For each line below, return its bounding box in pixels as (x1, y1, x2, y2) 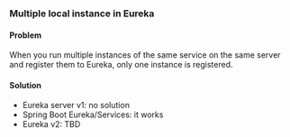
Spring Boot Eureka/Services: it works (22, 109, 164, 120)
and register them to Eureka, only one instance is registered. (9, 59, 233, 70)
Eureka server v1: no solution (22, 100, 131, 111)
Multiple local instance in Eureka (9, 7, 155, 20)
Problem (9, 30, 42, 41)
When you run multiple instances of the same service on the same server (9, 50, 281, 60)
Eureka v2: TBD (22, 119, 81, 130)
